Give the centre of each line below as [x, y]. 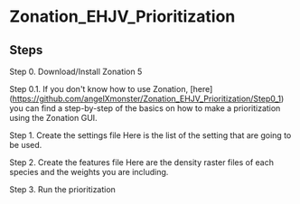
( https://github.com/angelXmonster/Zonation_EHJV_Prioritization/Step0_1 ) [147, 98]
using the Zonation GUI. [53, 118]
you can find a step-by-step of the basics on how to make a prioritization [145, 108]
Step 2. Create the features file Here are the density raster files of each [141, 162]
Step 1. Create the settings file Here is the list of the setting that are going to [150, 135]
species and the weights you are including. [89, 172]
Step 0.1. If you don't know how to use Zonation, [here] [111, 89]
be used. [26, 145]
